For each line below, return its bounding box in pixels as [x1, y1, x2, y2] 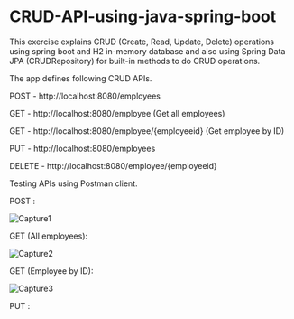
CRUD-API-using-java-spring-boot [9, 6, 277, 27]
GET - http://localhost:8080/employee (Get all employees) [9, 108, 225, 118]
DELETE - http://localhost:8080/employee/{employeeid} [9, 160, 218, 171]
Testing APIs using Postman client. [9, 178, 138, 189]
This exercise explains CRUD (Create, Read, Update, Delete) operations [9, 36, 275, 47]
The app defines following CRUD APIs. [9, 72, 152, 83]
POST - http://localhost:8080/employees [9, 90, 161, 101]
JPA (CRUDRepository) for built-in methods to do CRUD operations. [9, 55, 261, 66]
